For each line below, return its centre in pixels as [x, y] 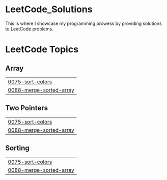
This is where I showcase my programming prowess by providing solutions [83, 23]
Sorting [17, 148]
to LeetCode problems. [29, 28]
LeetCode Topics [42, 50]
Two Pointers [27, 108]
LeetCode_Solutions [49, 9]
